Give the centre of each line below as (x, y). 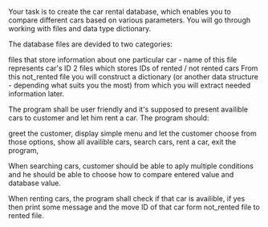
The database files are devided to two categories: (90, 44)
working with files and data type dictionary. (80, 28)
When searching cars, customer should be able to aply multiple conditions (131, 166)
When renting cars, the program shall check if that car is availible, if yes (127, 199)
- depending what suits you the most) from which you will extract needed (130, 85)
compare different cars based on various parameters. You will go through (130, 20)
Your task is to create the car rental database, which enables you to (120, 12)
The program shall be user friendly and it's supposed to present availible (128, 109)
